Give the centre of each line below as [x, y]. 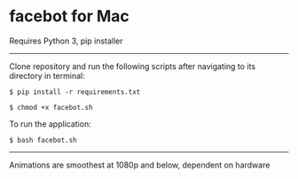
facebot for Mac [70, 16]
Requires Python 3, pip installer [66, 41]
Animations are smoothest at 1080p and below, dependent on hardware [140, 165]
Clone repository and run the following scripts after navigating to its [132, 66]
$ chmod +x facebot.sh [51, 107]
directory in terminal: [47, 75]
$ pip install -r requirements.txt [75, 92]
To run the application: [50, 124]
